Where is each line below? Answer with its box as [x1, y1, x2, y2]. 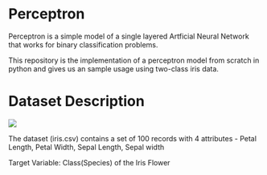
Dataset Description [8, 92, 145, 111]
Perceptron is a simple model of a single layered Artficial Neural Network [8, 31, 249, 41]
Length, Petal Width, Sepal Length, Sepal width [8, 142, 165, 152]
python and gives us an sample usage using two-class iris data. [8, 63, 220, 73]
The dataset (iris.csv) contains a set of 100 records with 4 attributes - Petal [8, 133, 257, 143]
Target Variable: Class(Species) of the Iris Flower [8, 157, 170, 167]
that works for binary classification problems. [8, 39, 158, 49]
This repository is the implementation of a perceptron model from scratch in [8, 55, 260, 65]
